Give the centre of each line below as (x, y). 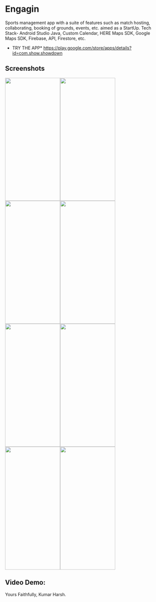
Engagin (22, 9)
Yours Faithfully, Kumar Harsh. (36, 594)
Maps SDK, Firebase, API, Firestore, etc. (45, 38)
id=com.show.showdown (37, 53)
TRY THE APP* (27, 48)
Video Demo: (25, 583)
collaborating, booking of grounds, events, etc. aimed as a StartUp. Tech (78, 28)
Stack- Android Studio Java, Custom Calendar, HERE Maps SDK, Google (78, 33)
